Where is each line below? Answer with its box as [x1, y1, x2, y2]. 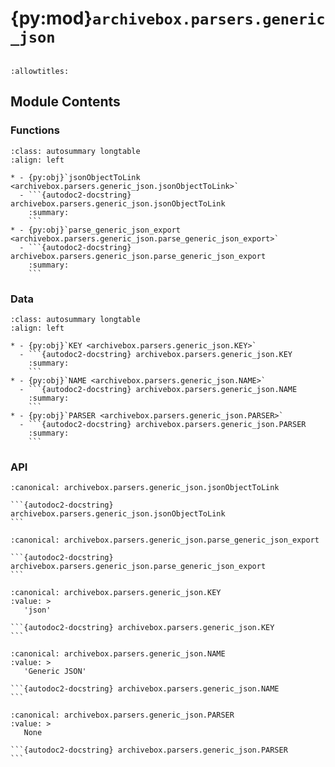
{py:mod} [10, 7, 93, 30]
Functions [10, 123, 60, 137]
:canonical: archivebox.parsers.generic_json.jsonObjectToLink [10, 483, 280, 493]
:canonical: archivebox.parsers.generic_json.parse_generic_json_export [10, 535, 320, 546]
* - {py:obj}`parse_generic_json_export [10, 225, 182, 235]
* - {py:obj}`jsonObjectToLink [10, 172, 141, 182]
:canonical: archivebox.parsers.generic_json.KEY [10, 588, 222, 598]
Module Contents [10, 93, 121, 111]
